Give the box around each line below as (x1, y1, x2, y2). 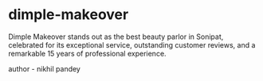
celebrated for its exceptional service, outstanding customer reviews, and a (8, 40, 256, 49)
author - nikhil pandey (8, 64, 81, 73)
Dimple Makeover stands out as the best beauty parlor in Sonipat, (8, 32, 224, 41)
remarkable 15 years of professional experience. (8, 48, 167, 58)
